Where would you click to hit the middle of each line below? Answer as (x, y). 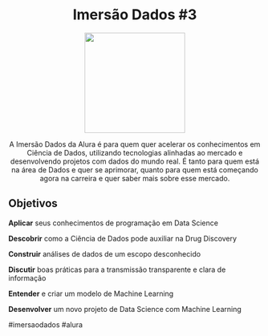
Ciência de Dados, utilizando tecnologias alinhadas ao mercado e (135, 152)
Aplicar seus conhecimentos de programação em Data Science (114, 223)
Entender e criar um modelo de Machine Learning (91, 293)
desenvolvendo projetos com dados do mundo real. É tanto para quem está (135, 161)
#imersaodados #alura (45, 324)
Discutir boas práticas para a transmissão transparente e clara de (117, 269)
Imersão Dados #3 (135, 15)
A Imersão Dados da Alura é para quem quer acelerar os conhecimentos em (135, 144)
